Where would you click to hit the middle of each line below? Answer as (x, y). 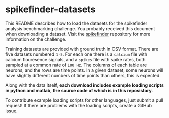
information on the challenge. (36, 39)
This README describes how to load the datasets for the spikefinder (76, 23)
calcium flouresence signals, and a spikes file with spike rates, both (75, 59)
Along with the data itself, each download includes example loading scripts (84, 85)
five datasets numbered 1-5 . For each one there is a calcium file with (76, 54)
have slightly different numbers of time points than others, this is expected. (83, 75)
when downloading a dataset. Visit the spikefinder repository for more (78, 34)
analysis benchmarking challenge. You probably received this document (80, 28)
